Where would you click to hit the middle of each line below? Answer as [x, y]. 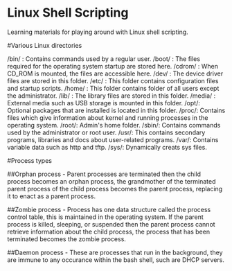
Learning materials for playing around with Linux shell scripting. [98, 32]
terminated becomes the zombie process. [67, 239]
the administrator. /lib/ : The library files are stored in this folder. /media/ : [111, 96]
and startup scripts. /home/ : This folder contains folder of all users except [113, 88]
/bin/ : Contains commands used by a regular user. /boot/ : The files [104, 59]
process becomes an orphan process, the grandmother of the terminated [111, 181]
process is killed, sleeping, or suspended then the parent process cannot [111, 224]
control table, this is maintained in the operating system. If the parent [106, 217]
